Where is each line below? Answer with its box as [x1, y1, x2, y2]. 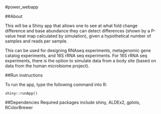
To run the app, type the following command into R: [5, 82, 107, 87]
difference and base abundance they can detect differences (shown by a [5, 28, 150, 33]
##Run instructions [5, 72, 43, 78]
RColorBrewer [5, 105, 33, 110]
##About [5, 14, 23, 19]
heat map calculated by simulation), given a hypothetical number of [16, 33, 151, 39]
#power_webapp [5, 4, 39, 10]
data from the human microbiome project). [5, 63, 89, 69]
